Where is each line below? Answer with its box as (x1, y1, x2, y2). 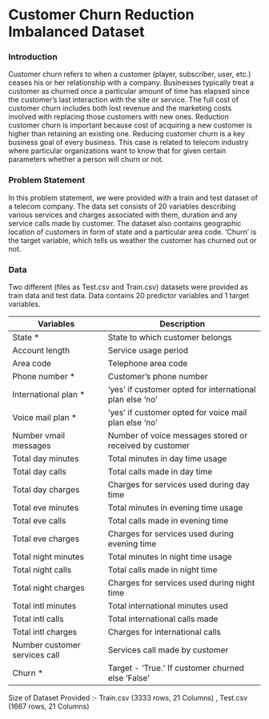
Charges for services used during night (107, 577, 255, 588)
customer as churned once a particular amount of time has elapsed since (8, 87, 250, 96)
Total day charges (12, 484, 80, 495)
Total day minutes (12, 453, 79, 464)
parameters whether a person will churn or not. (8, 155, 164, 164)
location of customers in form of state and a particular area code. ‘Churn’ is (8, 227, 257, 236)
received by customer (107, 440, 191, 451)
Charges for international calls (107, 627, 222, 638)
